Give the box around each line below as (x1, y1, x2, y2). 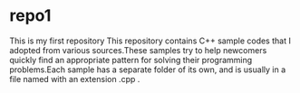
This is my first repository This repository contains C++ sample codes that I (9, 35, 292, 46)
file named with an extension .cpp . (9, 73, 140, 84)
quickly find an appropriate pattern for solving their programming (9, 54, 253, 65)
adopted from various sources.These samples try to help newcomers (9, 44, 267, 55)
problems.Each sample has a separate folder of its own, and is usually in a (9, 64, 286, 75)
